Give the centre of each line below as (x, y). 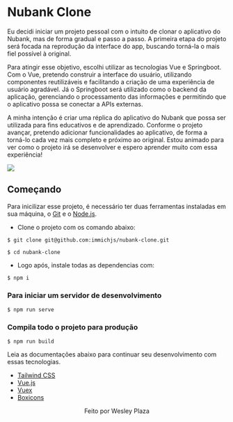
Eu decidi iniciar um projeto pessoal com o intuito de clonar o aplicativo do (114, 31)
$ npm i (18, 278)
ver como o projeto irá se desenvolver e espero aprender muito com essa (112, 147)
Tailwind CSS (36, 375)
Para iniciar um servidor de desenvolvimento (85, 295)
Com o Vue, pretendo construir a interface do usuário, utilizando (99, 75)
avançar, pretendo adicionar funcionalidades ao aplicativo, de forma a (107, 132)
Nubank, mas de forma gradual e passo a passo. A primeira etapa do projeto (117, 38)
